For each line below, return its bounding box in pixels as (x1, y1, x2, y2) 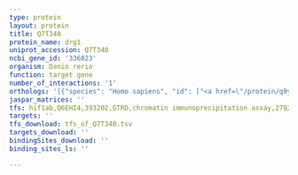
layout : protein (9, 21, 69, 30)
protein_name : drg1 (9, 37, 82, 47)
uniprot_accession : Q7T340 (9, 46, 109, 55)
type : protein (9, 12, 62, 22)
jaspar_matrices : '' (9, 95, 86, 104)
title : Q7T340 (9, 29, 62, 38)
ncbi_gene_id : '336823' (9, 54, 98, 63)
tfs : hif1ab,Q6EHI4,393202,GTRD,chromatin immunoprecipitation (9, 103, 248, 112)
